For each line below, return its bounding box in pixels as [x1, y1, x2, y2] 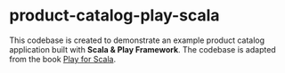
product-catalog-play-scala [9, 5, 220, 26]
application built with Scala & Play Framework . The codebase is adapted [9, 44, 276, 54]
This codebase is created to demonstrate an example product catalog [9, 35, 265, 45]
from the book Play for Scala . [9, 53, 117, 64]
